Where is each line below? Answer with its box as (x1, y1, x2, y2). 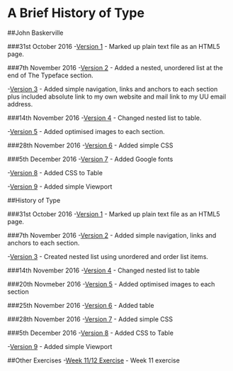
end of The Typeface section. (7, 71, 93, 79)
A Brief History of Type (7, 5, 145, 21)
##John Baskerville (7, 28, 64, 37)
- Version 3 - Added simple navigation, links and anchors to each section (7, 84, 218, 93)
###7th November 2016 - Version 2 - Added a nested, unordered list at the (7, 63, 223, 72)
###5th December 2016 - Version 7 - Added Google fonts (7, 155, 174, 163)
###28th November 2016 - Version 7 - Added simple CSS (7, 314, 174, 323)
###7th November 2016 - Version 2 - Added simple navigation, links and (7, 231, 217, 239)
